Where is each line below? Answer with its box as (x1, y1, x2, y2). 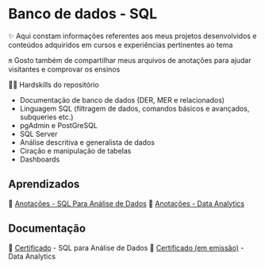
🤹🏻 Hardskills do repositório (8, 80, 99, 89)
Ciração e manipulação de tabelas (19, 146, 132, 155)
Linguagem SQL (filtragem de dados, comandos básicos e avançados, (19, 103, 250, 113)
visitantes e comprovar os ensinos (8, 64, 121, 74)
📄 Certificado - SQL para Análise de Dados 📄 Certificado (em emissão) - (8, 243, 244, 252)
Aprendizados (8, 177, 80, 191)
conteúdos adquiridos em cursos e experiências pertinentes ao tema (8, 40, 233, 49)
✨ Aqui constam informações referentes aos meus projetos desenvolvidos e (8, 31, 257, 41)
